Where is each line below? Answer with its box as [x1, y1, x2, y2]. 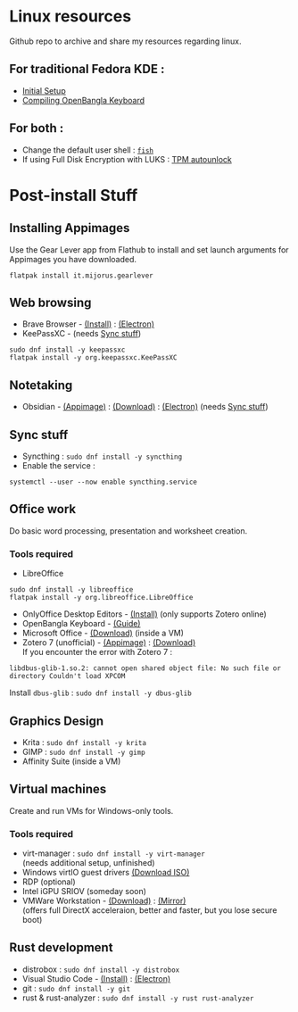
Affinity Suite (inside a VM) [21, 756, 121, 767]
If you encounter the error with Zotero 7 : [21, 647, 173, 658]
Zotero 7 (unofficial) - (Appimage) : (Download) [21, 637, 196, 648]
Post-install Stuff [9, 185, 138, 205]
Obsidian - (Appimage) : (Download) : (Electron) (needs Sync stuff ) [21, 402, 269, 412]
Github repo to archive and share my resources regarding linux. [9, 36, 243, 46]
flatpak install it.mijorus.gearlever [9, 270, 153, 280]
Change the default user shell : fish [21, 145, 154, 155]
